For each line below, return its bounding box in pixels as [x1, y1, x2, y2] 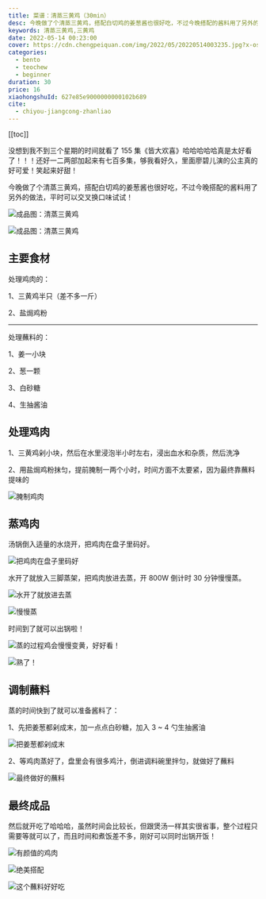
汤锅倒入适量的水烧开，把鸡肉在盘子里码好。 [8, 539, 154, 549]
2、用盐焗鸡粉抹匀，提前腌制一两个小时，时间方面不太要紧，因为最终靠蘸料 [8, 465, 256, 474]
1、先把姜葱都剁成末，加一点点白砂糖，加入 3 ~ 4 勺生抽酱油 [8, 723, 206, 732]
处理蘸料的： [8, 332, 50, 341]
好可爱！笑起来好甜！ [8, 166, 78, 175]
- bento [15, 56, 41, 64]
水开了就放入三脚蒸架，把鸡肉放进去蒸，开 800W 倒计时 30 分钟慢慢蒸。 [8, 573, 246, 583]
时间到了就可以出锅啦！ [8, 624, 85, 634]
